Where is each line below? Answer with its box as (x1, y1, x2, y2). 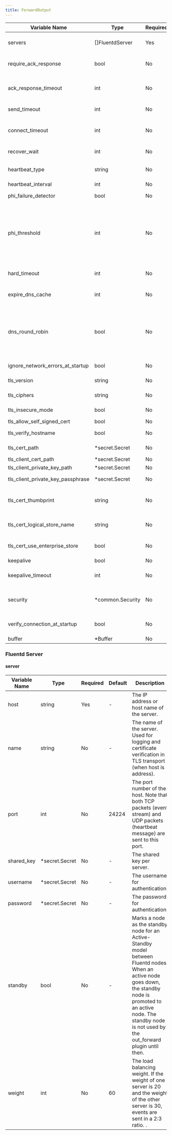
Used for (132, 731, 153, 739)
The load (132, 1057, 154, 1064)
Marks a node (132, 914, 165, 921)
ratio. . (132, 1121, 147, 1128)
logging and (132, 738, 161, 745)
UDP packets (132, 817, 164, 824)
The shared (132, 851, 160, 858)
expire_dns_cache (8, 291, 51, 298)
